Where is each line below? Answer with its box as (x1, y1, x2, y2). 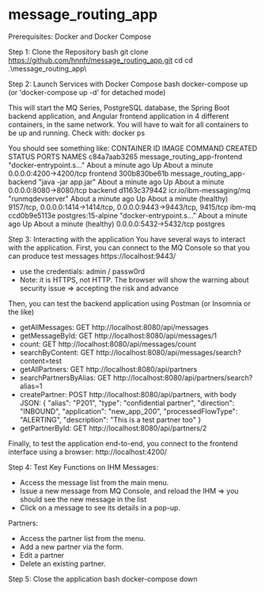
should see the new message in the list (19, 494, 147, 504)
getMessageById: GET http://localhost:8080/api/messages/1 (19, 331, 218, 340)
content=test (19, 356, 62, 366)
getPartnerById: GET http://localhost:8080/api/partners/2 (19, 423, 207, 433)
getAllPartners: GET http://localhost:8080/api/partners (19, 364, 198, 373)
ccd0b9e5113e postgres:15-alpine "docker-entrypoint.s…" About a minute (8, 210, 248, 220)
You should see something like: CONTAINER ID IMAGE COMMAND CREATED (8, 143, 258, 153)
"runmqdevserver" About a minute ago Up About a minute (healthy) (8, 194, 229, 203)
